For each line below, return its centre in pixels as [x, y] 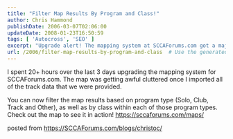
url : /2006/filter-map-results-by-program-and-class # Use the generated [118, 53]
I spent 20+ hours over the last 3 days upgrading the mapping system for [112, 72]
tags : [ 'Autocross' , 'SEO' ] [51, 39]
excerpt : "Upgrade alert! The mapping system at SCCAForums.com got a [111, 46]
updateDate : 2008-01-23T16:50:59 [55, 33]
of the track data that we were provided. [65, 86]
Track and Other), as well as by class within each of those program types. [112, 107]
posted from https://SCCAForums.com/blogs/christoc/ [85, 128]
